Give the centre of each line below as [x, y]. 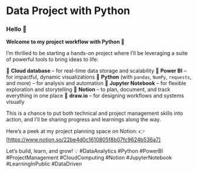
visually [15, 102]
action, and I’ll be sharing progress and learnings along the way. [84, 120]
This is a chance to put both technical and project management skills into [95, 113]
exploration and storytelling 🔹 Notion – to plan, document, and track [88, 90]
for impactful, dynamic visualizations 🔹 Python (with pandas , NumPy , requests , [99, 77]
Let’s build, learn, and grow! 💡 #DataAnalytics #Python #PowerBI [85, 151]
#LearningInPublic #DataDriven [44, 164]
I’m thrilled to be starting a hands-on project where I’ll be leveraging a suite [97, 53]
